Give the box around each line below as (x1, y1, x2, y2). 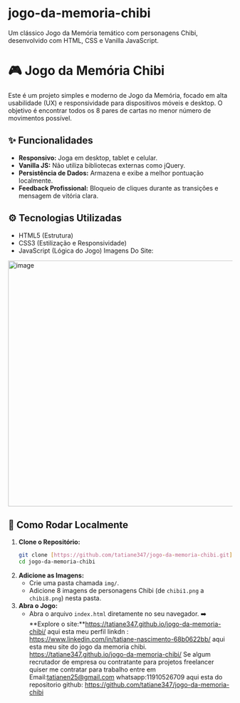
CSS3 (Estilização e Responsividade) (18, 238, 127, 247)
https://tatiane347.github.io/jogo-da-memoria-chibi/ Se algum (28, 650, 211, 659)
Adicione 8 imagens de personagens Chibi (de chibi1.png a (28, 587, 204, 595)
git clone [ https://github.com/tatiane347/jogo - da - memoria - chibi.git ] (18, 552, 233, 559)
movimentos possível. (8, 113, 72, 122)
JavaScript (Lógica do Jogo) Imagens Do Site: (18, 246, 154, 255)
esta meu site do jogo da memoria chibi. (28, 642, 147, 651)
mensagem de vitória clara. (18, 191, 99, 200)
